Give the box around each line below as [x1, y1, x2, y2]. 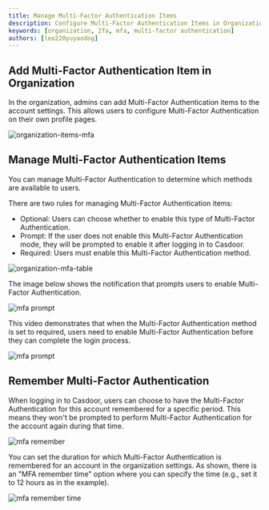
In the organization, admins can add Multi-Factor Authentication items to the [8, 98, 260, 107]
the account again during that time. [8, 421, 124, 431]
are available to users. [8, 183, 82, 192]
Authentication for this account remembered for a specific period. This [8, 404, 242, 413]
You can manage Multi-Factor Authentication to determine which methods [8, 174, 253, 184]
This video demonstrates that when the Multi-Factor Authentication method [8, 318, 258, 328]
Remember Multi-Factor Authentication [8, 374, 210, 388]
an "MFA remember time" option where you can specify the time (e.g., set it [8, 469, 258, 479]
